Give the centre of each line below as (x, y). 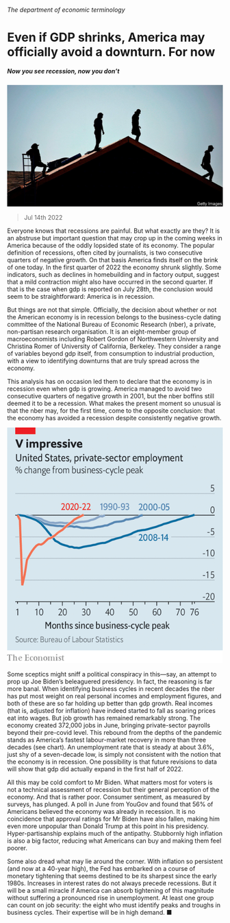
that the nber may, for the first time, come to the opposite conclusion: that (111, 411)
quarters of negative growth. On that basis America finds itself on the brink (113, 260)
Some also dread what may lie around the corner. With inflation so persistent (115, 861)
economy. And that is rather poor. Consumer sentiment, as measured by (109, 797)
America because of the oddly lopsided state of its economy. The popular (111, 246)
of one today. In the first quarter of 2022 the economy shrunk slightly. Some (114, 267)
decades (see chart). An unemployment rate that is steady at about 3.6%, (111, 747)
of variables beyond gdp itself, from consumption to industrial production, (111, 354)
